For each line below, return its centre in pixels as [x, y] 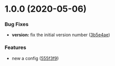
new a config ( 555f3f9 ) [35, 58]
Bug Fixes [17, 24]
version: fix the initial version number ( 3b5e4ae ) [61, 35]
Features [15, 47]
